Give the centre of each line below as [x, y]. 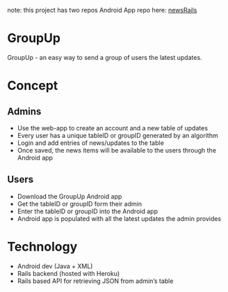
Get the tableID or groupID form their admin [80, 203]
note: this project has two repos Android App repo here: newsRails [102, 10]
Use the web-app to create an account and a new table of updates [113, 128]
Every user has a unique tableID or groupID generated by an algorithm [117, 135]
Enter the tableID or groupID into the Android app [88, 211]
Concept [33, 86]
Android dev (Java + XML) [55, 266]
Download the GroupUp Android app [70, 196]
